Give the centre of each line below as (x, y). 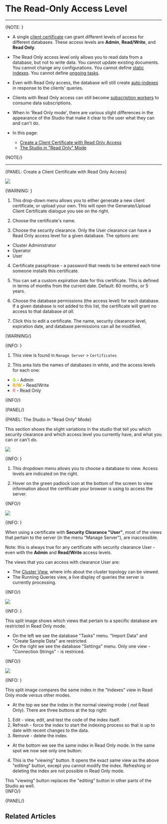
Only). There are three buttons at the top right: (60, 710)
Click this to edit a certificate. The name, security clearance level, (79, 321)
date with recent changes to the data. (51, 730)
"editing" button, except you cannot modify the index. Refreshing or (82, 765)
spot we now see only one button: (47, 750)
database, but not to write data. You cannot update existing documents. (86, 62)
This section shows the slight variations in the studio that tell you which (78, 429)
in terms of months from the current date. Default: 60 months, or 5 (80, 286)
